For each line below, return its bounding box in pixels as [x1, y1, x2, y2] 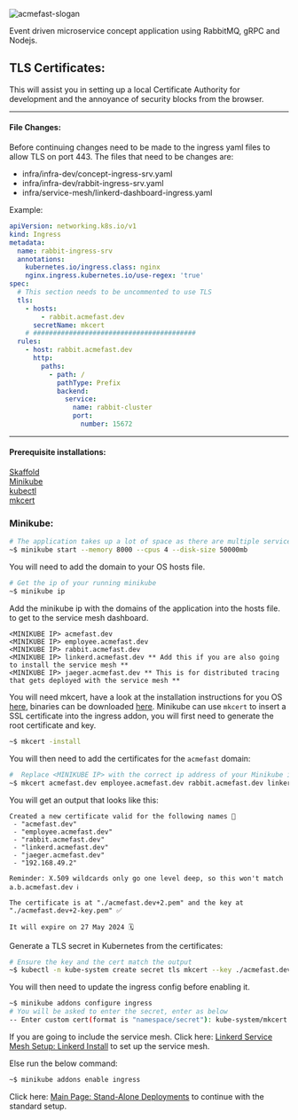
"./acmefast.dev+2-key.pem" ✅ [9, 905, 122, 915]
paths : [41, 362, 66, 371]
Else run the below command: [9, 1058, 118, 1069]
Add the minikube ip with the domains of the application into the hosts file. [9, 603, 281, 614]
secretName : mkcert [32, 320, 105, 330]
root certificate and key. [9, 719, 97, 731]
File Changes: [9, 122, 62, 133]
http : [32, 354, 53, 363]
